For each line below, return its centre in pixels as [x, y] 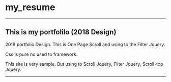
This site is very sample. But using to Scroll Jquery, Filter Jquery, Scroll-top [84, 64]
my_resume [30, 7]
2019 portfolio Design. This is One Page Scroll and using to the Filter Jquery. [85, 44]
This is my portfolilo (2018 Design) [61, 32]
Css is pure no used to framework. [41, 54]
